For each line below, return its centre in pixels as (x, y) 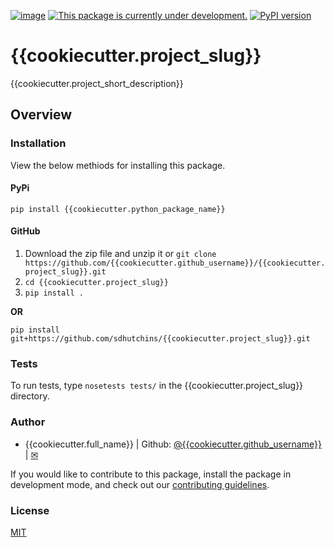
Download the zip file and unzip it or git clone (120, 254)
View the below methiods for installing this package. (118, 165)
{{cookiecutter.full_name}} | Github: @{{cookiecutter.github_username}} (173, 444)
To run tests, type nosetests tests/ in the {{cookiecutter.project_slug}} (157, 386)
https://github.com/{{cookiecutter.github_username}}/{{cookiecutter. (175, 263)
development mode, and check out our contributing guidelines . (140, 484)
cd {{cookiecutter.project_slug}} (96, 283)
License (30, 510)
